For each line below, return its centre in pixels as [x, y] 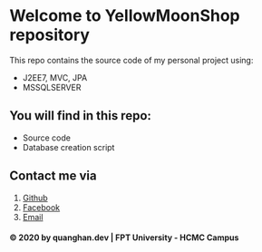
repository [50, 35]
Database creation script [68, 147]
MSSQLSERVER [52, 87]
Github [35, 198]
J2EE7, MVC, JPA [55, 77]
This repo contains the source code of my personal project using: [131, 60]
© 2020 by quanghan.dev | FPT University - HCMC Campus [124, 237]
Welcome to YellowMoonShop [125, 16]
